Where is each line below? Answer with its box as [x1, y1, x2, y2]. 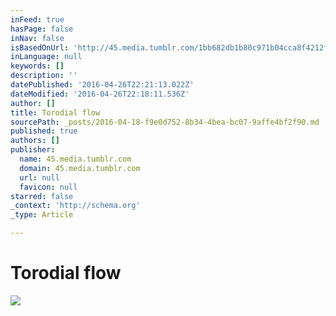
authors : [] [10, 136, 60, 146]
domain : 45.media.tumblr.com [19, 163, 141, 173]
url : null [19, 172, 60, 183]
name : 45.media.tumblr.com [19, 154, 132, 164]
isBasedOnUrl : [10, 42, 70, 53]
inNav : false [10, 33, 65, 43]
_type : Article [10, 210, 74, 220]
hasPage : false [10, 24, 74, 34]
